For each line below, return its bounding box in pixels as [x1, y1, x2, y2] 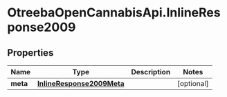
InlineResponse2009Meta [37, 79, 125, 88]
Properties [7, 47, 54, 58]
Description [131, 67, 171, 76]
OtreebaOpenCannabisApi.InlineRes [7, 5, 221, 21]
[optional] [176, 79, 209, 88]
